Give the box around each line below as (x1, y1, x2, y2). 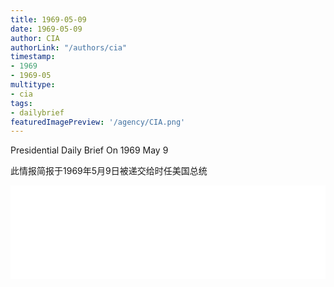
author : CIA (10, 33, 60, 43)
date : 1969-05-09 (10, 24, 83, 34)
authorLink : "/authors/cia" (10, 42, 128, 53)
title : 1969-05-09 (10, 14, 87, 25)
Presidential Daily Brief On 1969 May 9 (10, 144, 169, 156)
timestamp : (10, 52, 56, 62)
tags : (10, 98, 33, 108)
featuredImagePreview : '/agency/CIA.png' (10, 117, 186, 127)
